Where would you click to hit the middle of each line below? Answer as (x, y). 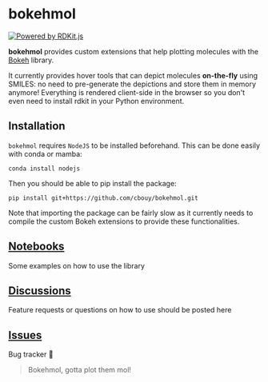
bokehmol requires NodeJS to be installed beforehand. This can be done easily (134, 145)
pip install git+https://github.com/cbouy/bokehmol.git (103, 198)
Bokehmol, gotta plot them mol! (80, 370)
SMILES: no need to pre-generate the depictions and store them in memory (132, 84)
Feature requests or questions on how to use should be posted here (120, 310)
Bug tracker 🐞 (31, 354)
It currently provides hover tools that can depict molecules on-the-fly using (133, 75)
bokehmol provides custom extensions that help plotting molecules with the (133, 51)
